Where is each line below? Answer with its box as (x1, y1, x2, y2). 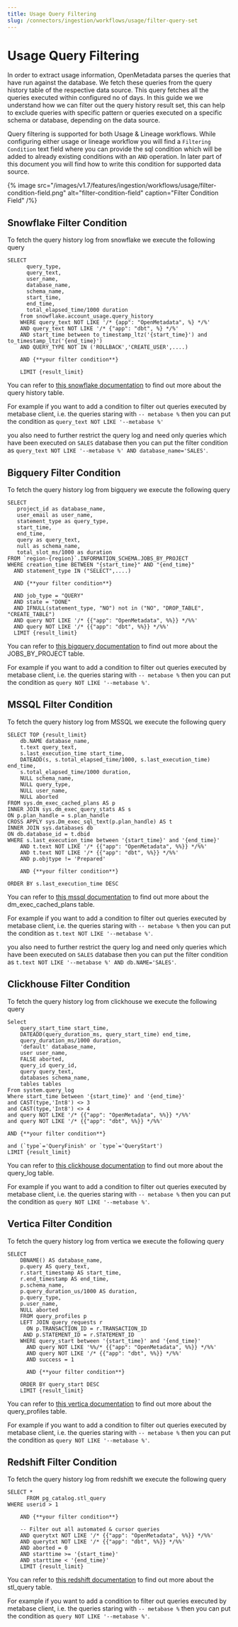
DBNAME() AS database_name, (20, 1256, 103, 1264)
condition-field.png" (7, 189, 67, 197)
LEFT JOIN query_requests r (20, 1319, 103, 1326)
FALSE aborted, (20, 1056, 65, 1063)
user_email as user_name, (16, 512, 93, 519)
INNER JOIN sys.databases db (7, 824, 93, 832)
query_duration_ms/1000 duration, (20, 1036, 122, 1044)
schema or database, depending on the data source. (7, 116, 161, 125)
